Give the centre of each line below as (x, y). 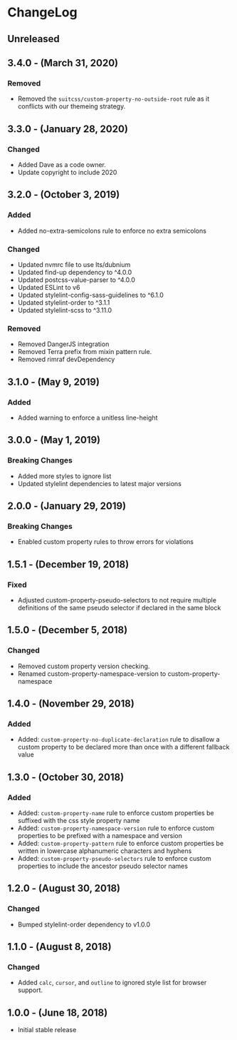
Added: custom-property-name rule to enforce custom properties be (116, 813)
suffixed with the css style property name (79, 821)
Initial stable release (47, 1030)
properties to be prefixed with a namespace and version (100, 836)
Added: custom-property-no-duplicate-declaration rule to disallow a (118, 739)
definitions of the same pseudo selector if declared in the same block (119, 607)
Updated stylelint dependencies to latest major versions (99, 483)
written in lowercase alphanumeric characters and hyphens (105, 851)
